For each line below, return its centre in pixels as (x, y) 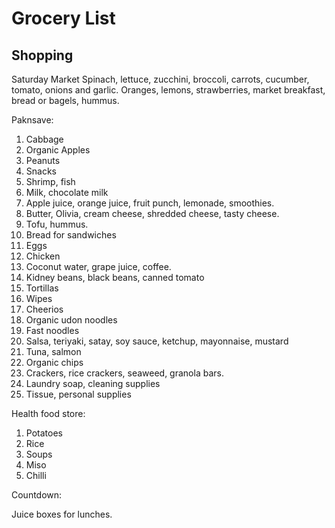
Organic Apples (58, 150)
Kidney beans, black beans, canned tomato (115, 277)
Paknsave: (32, 120)
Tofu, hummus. (57, 224)
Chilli (36, 475)
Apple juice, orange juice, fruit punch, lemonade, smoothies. (150, 203)
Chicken (43, 256)
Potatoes (44, 433)
